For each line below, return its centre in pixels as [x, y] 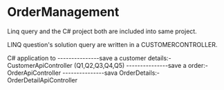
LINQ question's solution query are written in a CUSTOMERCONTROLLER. [112, 44]
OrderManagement [63, 12]
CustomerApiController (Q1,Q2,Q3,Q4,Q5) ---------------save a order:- [108, 65]
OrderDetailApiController [43, 80]
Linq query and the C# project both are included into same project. [102, 31]
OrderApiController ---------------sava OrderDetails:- [84, 73]
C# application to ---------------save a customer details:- [89, 58]
